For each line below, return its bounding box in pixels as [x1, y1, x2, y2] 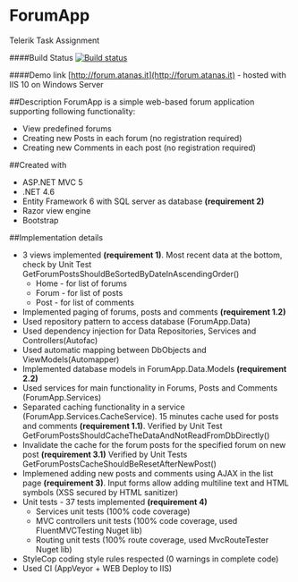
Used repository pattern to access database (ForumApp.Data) [21, 316, 251, 326]
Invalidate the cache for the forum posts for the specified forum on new [21, 439, 286, 450]
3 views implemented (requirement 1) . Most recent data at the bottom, [21, 249, 283, 260]
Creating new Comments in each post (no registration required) [21, 142, 257, 153]
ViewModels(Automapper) [21, 354, 120, 365]
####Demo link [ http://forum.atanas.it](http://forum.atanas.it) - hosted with [9, 69, 286, 80]
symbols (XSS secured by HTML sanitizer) [21, 486, 179, 497]
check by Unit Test [21, 258, 92, 269]
